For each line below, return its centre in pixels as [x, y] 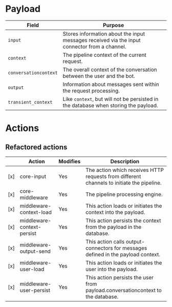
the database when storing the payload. [111, 105]
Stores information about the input [104, 34]
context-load [36, 212]
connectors [99, 248]
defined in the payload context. [123, 254]
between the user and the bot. [99, 76]
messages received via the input [102, 40]
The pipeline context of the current [105, 55]
